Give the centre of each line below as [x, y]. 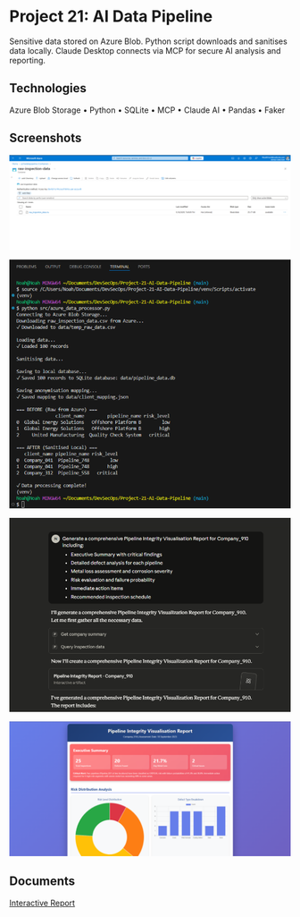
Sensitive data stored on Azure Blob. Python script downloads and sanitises [148, 41]
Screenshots [46, 138]
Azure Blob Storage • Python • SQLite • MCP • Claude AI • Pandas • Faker [147, 110]
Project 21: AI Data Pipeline [111, 17]
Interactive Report [42, 903]
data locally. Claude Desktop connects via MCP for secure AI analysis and [145, 50]
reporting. [28, 60]
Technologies [48, 88]
